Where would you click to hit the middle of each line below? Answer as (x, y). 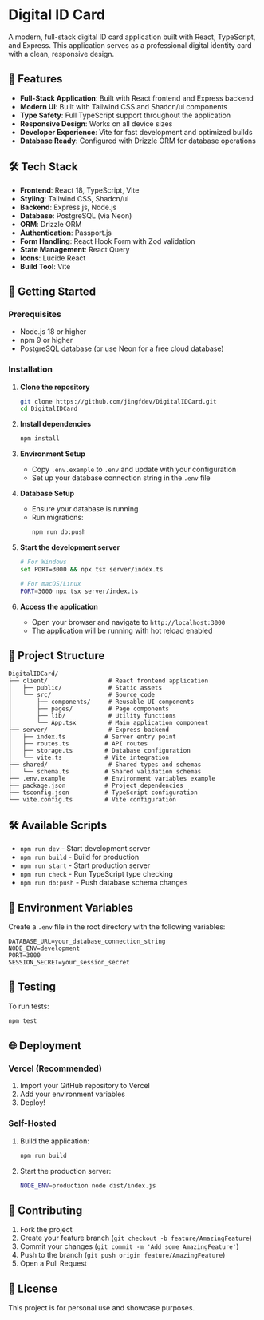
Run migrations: (57, 518)
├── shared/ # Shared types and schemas (105, 765)
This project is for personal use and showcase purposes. (102, 1308)
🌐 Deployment (45, 1046)
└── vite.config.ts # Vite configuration (93, 800)
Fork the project (46, 1230)
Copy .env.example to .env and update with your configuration (134, 470)
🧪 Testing (32, 987)
